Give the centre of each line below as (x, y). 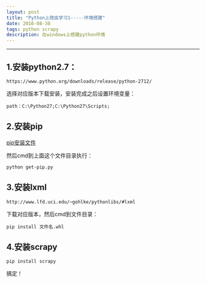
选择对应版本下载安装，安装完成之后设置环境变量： (71, 93)
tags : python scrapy (33, 29)
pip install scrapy (31, 262)
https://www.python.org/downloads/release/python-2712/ (79, 81)
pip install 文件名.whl (35, 227)
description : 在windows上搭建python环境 (56, 35)
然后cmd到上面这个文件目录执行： (50, 155)
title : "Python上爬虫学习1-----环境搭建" (56, 18)
